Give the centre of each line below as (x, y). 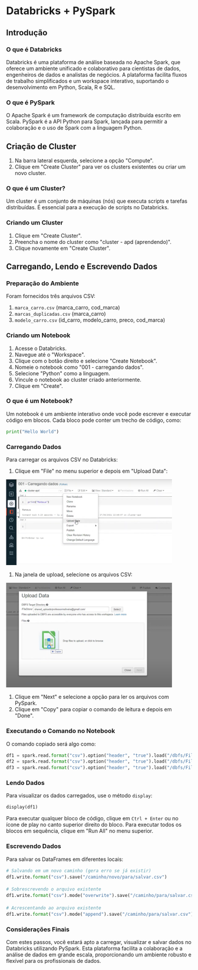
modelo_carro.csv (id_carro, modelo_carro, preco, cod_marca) (90, 320)
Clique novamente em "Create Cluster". (62, 248)
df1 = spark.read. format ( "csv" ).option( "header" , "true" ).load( (87, 755)
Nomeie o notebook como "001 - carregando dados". (79, 367)
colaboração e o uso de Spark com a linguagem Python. (74, 128)
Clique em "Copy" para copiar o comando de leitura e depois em (93, 710)
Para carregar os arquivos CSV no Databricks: (62, 460)
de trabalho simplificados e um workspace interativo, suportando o (88, 81)
